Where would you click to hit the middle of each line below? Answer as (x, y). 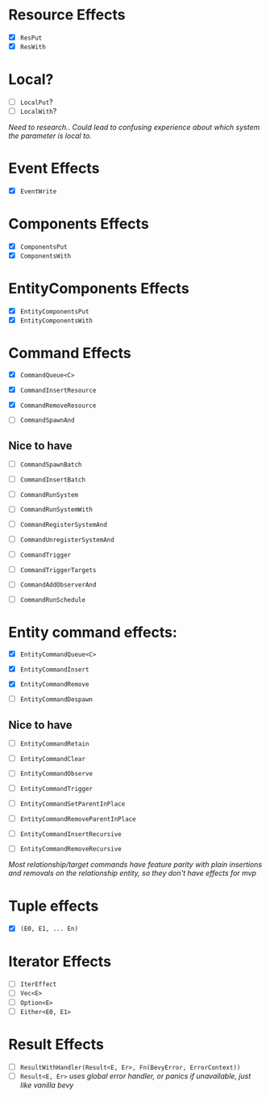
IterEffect (38, 984)
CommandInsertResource (58, 390)
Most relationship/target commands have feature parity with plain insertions (135, 865)
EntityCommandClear (53, 759)
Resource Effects (67, 15)
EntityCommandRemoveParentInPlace (78, 819)
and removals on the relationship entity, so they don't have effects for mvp (132, 873)
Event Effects (54, 168)
